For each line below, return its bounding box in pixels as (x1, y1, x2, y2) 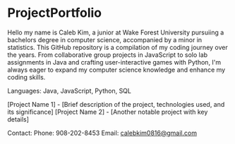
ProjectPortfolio (7, 5, 102, 21)
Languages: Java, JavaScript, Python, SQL (7, 86, 132, 95)
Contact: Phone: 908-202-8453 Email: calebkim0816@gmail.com (7, 129, 198, 137)
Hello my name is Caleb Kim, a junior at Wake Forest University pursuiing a (7, 28, 224, 37)
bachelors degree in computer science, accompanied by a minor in (7, 35, 203, 44)
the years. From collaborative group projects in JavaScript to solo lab (7, 51, 208, 59)
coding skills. (7, 72, 46, 81)
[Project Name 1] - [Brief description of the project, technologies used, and (7, 100, 225, 108)
